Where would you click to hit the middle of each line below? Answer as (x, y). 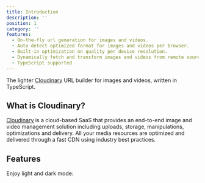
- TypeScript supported (42, 63)
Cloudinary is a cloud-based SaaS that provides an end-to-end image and (99, 120)
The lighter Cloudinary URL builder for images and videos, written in (92, 80)
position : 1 (21, 23)
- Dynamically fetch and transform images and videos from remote (98, 57)
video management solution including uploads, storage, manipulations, (95, 127)
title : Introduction (33, 12)
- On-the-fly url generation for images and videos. (80, 40)
